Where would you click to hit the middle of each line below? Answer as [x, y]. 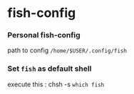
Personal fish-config [44, 35]
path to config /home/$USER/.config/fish [67, 50]
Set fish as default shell [50, 69]
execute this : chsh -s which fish [56, 84]
